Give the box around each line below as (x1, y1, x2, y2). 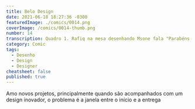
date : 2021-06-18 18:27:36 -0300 (6, 14, 88, 20)
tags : (6, 47, 19, 53)
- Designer (11, 63, 38, 69)
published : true (6, 74, 46, 80)
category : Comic (6, 42, 46, 47)
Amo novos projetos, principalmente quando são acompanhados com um (6, 90, 183, 97)
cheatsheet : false (6, 69, 51, 74)
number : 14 (6, 30, 33, 36)
